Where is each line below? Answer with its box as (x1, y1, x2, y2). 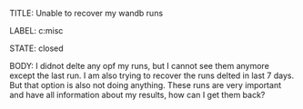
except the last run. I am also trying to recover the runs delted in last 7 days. (9, 70, 294, 81)
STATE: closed (9, 43, 64, 54)
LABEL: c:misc (9, 25, 64, 35)
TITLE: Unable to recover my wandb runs (9, 8, 164, 18)
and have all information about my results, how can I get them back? (9, 90, 266, 100)
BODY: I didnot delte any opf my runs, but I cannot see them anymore (9, 61, 270, 71)
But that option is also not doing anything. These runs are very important (9, 80, 282, 90)
